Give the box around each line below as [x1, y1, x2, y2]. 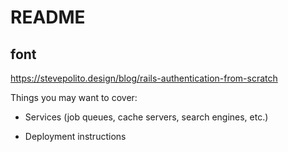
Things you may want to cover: [10, 92, 138, 103]
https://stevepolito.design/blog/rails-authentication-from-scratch [10, 72, 278, 84]
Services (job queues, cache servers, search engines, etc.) [24, 111, 269, 123]
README [10, 6, 86, 29]
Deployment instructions [24, 131, 127, 142]
